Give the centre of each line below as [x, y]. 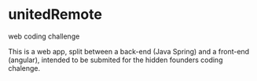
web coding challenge [44, 36]
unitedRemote [55, 15]
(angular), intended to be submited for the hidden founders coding [116, 60]
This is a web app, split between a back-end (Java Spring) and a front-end [129, 51]
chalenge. [24, 68]
